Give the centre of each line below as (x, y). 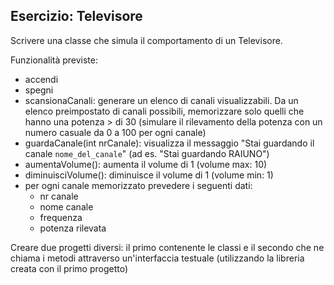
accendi (41, 79)
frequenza (61, 217)
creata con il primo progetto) (69, 268)
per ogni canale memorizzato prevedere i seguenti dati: (138, 185)
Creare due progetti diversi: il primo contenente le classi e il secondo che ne (167, 247)
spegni (39, 90)
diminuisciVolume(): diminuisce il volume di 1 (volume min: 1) (149, 175)
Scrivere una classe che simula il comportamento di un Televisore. (146, 40)
